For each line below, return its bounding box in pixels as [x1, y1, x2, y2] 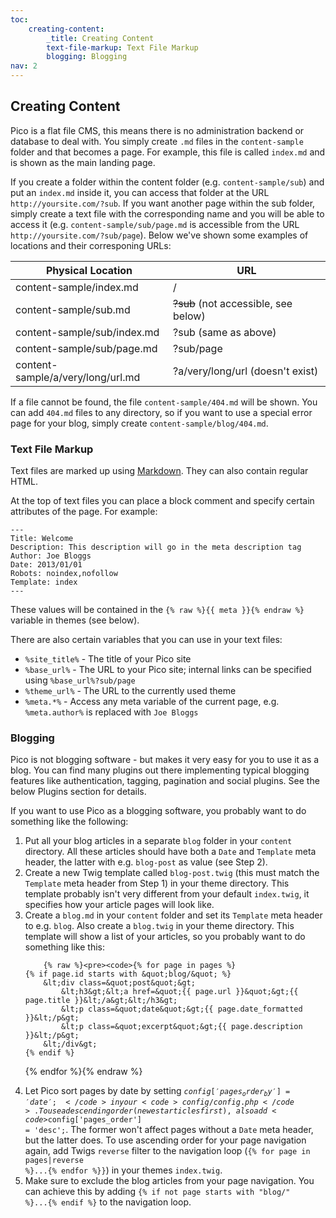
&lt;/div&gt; [43, 1039, 98, 1050]
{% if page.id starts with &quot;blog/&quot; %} [24, 969, 232, 980]
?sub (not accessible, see [173, 296, 293, 310]
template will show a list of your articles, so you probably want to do [24, 931, 306, 943]
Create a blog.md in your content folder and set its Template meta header [24, 909, 323, 921]
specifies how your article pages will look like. [24, 899, 215, 911]
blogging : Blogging [46, 52, 128, 62]
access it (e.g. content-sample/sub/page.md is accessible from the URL [10, 218, 300, 230]
